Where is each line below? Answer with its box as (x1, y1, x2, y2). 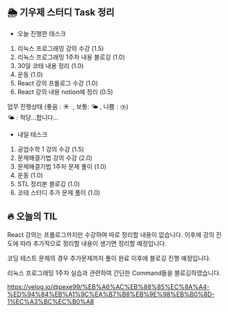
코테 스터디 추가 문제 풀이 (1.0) (17, 188, 101, 197)
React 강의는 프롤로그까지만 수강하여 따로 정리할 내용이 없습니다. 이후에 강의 (7, 230, 215, 238)
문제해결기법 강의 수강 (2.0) (17, 154, 92, 162)
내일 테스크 (17, 130, 48, 138)
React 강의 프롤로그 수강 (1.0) (17, 79, 99, 87)
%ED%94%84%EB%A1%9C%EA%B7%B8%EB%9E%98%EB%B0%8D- (7, 290, 215, 298)
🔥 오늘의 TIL (7, 211, 58, 222)
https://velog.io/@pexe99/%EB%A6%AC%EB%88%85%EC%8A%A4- (7, 282, 210, 290)
